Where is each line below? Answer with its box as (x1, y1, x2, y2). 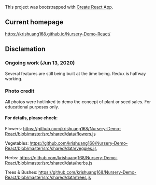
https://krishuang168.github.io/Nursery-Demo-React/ (5, 31, 111, 37)
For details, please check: (5, 115, 58, 121)
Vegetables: (5, 140, 29, 146)
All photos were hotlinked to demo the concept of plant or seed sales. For (5, 99, 151, 105)
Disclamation (5, 45, 46, 53)
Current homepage (5, 18, 64, 26)
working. (5, 76, 23, 81)
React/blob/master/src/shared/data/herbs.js (5, 160, 93, 166)
